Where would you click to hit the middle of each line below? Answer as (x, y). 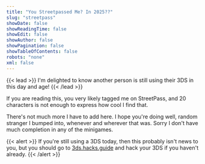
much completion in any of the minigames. (60, 129)
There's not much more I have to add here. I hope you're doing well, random (102, 117)
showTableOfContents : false (42, 52)
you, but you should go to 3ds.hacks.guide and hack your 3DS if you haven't (103, 148)
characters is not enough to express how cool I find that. (77, 104)
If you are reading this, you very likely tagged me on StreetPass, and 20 (96, 98)
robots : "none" (26, 57)
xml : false (20, 63)
